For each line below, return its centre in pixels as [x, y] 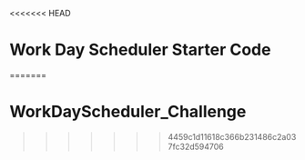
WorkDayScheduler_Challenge [128, 112]
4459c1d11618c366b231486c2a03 [232, 136]
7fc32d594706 [196, 146]
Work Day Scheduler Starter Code [140, 50]
